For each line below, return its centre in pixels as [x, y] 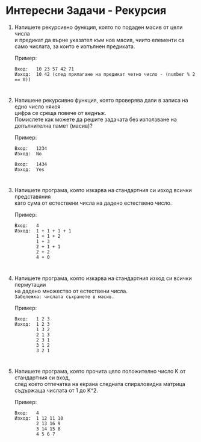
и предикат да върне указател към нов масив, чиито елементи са [99, 40]
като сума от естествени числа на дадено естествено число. [93, 203]
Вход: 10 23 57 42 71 [44, 69]
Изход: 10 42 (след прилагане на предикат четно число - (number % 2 [105, 74]
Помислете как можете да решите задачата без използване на [95, 120]
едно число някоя [37, 107]
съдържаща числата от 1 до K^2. [56, 390]
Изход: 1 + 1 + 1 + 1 [43, 231]
